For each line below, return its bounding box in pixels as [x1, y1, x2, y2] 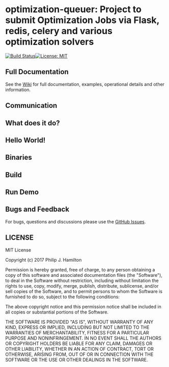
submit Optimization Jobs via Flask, [5, 14, 159, 26]
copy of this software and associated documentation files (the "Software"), [5, 272, 163, 278]
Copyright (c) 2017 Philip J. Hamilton [5, 257, 82, 263]
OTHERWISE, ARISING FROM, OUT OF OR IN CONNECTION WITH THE [5, 351, 154, 357]
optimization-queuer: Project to [5, 4, 142, 15]
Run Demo [5, 188, 39, 196]
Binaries [5, 153, 32, 162]
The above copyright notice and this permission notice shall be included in [5, 303, 161, 309]
